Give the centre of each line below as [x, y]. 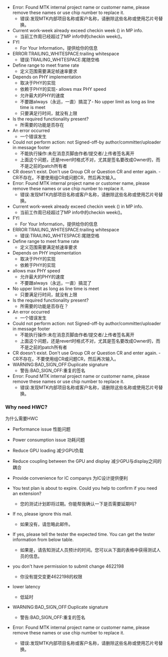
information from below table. [43, 540]
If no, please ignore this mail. [42, 514]
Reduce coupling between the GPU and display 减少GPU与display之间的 [87, 461]
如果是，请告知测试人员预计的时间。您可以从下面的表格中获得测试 [88, 550]
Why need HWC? [26, 407]
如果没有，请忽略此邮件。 [46, 524]
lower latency [26, 587]
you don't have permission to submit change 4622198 [68, 566]
